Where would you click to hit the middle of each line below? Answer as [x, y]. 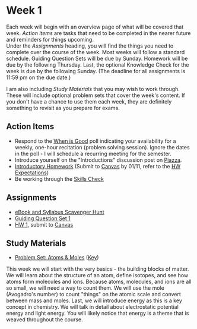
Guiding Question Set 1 [43, 218]
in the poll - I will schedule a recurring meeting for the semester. [93, 153]
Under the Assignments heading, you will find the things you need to [90, 46]
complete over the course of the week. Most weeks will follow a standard [96, 52]
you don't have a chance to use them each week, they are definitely [89, 101]
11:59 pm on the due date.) [39, 77]
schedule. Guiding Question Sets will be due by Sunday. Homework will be [97, 58]
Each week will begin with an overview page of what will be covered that [95, 27]
